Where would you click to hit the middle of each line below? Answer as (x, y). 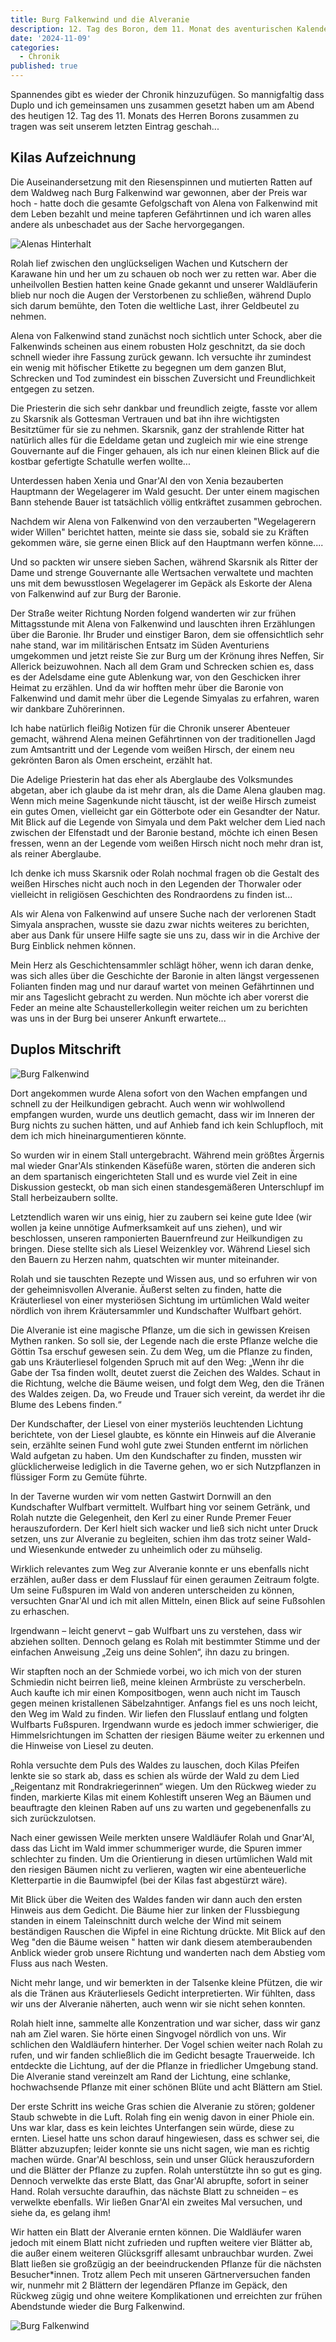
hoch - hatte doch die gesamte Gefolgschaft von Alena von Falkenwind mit (164, 203)
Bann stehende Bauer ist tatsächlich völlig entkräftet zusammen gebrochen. (166, 502)
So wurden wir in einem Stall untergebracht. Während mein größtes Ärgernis (167, 1155)
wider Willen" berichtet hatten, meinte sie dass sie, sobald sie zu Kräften (159, 532)
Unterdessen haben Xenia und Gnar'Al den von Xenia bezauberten (147, 480)
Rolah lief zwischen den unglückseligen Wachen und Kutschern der (149, 263)
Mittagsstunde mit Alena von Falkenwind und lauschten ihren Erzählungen (163, 623)
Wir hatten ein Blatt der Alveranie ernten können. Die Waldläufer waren (156, 2232)
